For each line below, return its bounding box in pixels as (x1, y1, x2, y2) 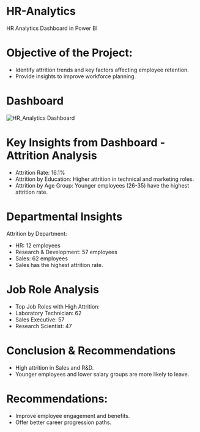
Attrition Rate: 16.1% (15, 169, 65, 176)
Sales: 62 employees (15, 255, 69, 262)
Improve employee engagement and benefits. (15, 412, 130, 419)
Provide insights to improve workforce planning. (15, 72, 136, 80)
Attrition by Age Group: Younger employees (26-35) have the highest (15, 181, 190, 189)
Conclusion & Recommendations (6, 343, 176, 357)
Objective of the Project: (6, 46, 133, 60)
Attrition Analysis (6, 148, 97, 163)
